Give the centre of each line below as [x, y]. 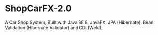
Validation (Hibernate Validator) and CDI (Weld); [54, 27]
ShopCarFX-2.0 [38, 9]
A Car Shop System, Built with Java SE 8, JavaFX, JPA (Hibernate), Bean [79, 22]
